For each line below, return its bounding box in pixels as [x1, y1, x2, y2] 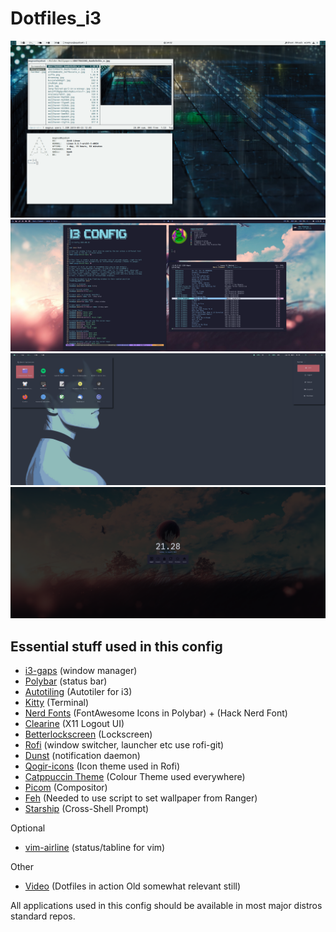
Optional [10, 822, 46, 834]
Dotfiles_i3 [10, 7, 102, 30]
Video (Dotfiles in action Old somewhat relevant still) [24, 880, 242, 892]
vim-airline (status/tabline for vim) [24, 842, 166, 854]
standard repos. [10, 910, 76, 922]
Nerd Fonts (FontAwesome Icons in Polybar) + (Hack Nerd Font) [24, 707, 288, 719]
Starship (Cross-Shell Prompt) [24, 803, 150, 815]
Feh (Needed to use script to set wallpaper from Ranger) [24, 792, 258, 804]
